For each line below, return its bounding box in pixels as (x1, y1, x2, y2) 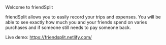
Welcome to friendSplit (5, 4, 53, 10)
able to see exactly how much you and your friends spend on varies (5, 19, 147, 25)
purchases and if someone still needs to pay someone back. (5, 24, 131, 30)
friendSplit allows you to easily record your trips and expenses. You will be (5, 14, 161, 19)
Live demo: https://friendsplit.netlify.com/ (5, 34, 92, 40)
